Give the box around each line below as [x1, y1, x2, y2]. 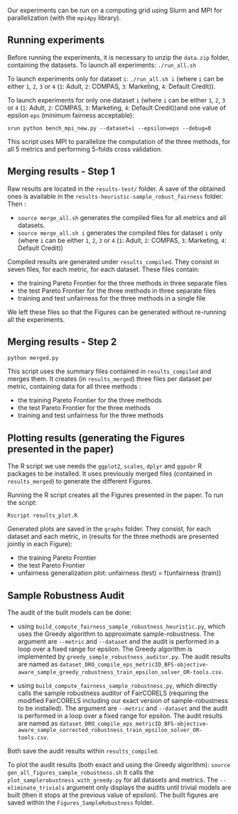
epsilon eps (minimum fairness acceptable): [7, 110, 135, 120]
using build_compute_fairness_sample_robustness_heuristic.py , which [17, 622, 226, 631]
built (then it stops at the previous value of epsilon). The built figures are [7, 790, 219, 800]
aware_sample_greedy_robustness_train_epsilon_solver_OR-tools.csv [17, 669, 222, 676]
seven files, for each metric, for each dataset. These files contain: [7, 265, 200, 273]
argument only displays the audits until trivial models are [66, 783, 232, 792]
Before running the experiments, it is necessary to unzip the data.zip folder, [7, 53, 230, 61]
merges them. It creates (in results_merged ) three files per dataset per [7, 375, 212, 383]
